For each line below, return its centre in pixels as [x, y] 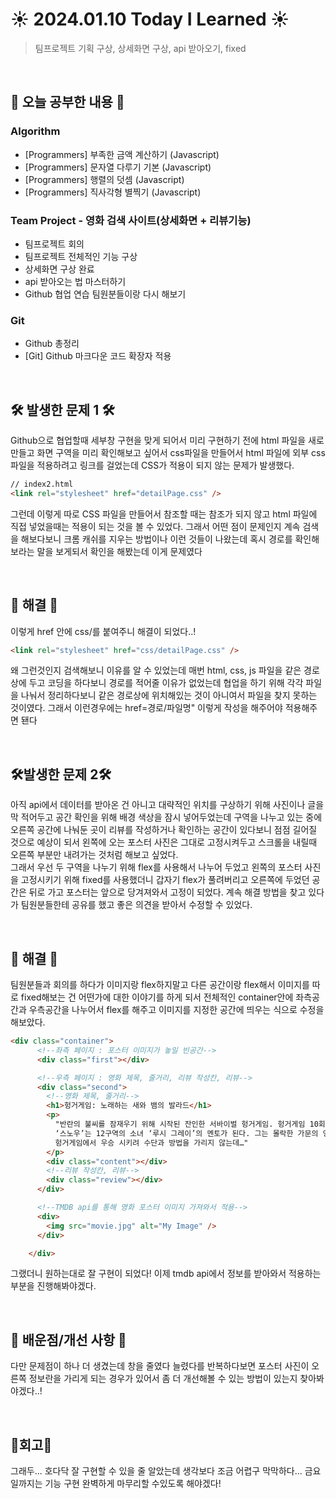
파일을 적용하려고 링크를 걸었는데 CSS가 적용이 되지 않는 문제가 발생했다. [152, 465]
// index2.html [42, 484]
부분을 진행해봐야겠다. [53, 1286]
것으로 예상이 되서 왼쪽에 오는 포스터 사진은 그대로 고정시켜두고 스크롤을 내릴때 [164, 842]
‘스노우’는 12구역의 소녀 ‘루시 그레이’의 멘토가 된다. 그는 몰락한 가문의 [186, 1133]
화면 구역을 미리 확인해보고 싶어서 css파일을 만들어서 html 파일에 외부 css [181, 453]
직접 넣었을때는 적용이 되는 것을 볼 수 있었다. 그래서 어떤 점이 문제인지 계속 [155, 526]
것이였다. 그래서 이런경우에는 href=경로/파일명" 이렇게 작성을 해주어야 [146, 708]
